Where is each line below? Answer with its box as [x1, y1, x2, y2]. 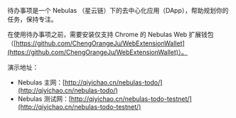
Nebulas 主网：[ [17, 78, 65, 87]
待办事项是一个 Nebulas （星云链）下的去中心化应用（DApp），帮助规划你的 [7, 6, 229, 14]
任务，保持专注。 [7, 15, 58, 23]
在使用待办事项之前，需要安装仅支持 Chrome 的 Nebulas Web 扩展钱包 [7, 31, 215, 38]
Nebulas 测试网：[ [17, 95, 72, 103]
